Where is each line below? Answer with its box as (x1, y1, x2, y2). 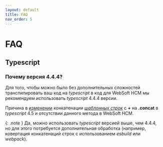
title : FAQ (5, 12, 28, 17)
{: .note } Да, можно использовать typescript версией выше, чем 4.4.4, (5, 120, 157, 126)
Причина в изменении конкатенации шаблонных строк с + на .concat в (5, 105, 158, 111)
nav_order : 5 (5, 17, 32, 22)
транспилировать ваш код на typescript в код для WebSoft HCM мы (5, 90, 149, 96)
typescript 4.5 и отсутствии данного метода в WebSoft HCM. (5, 110, 134, 116)
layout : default (5, 7, 39, 13)
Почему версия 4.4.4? (5, 73, 63, 80)
